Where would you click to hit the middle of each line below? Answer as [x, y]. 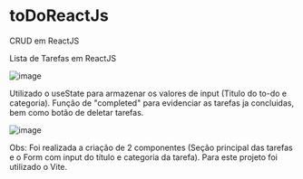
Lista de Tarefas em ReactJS [63, 58]
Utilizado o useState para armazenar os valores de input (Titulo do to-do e [148, 93]
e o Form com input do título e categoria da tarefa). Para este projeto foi [144, 157]
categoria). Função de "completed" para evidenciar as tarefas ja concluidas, [152, 103]
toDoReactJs [59, 16]
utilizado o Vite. [39, 166]
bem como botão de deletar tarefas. [77, 112]
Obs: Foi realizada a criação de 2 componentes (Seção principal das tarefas [151, 147]
